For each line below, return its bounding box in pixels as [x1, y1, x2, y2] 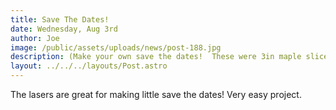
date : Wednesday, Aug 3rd [10, 24, 118, 34]
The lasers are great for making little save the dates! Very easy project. [10, 89, 302, 100]
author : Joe [10, 33, 60, 43]
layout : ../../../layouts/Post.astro [10, 61, 168, 71]
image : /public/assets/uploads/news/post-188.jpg [10, 42, 222, 53]
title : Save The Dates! [10, 14, 110, 25]
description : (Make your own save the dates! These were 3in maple [10, 52, 302, 62]
